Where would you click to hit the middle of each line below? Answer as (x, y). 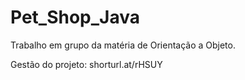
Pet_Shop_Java (75, 17)
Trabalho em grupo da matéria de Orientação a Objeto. (123, 45)
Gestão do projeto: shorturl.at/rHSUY (86, 64)
